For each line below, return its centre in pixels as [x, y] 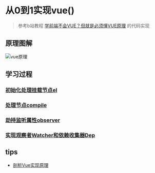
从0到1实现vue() [40, 10]
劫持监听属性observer [33, 120]
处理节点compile [26, 105]
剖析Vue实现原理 [31, 165]
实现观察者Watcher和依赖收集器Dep [50, 135]
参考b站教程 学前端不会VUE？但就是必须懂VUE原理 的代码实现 [84, 26]
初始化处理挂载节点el [31, 90]
